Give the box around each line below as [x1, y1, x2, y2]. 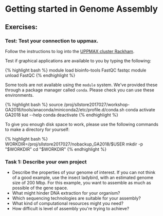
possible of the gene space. [12, 185, 68, 191]
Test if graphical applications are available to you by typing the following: [5, 57, 151, 64]
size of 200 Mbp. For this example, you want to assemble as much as [12, 180, 151, 186]
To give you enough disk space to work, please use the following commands [5, 121, 159, 127]
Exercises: [5, 23, 38, 31]
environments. [5, 92, 34, 98]
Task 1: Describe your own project [5, 158, 87, 165]
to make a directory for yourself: [5, 126, 70, 132]
